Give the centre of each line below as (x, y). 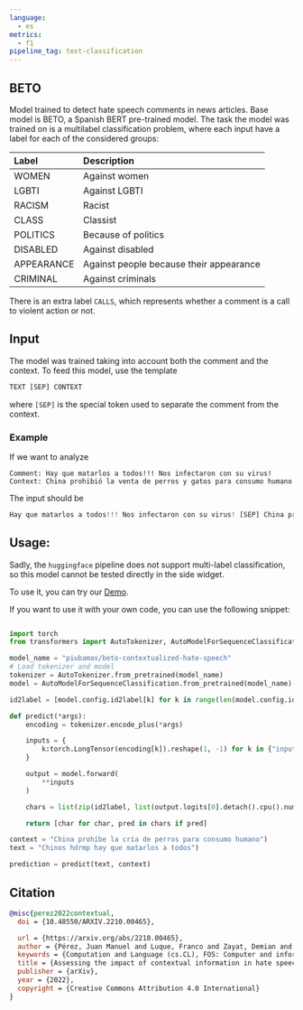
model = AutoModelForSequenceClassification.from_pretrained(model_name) (151, 683)
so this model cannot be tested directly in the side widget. (117, 574)
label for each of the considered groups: (84, 138)
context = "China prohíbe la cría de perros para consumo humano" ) (139, 840)
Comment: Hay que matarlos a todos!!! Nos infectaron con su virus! (141, 473)
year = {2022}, (46, 980)
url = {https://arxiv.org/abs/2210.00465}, (100, 938)
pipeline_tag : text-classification (76, 51)
